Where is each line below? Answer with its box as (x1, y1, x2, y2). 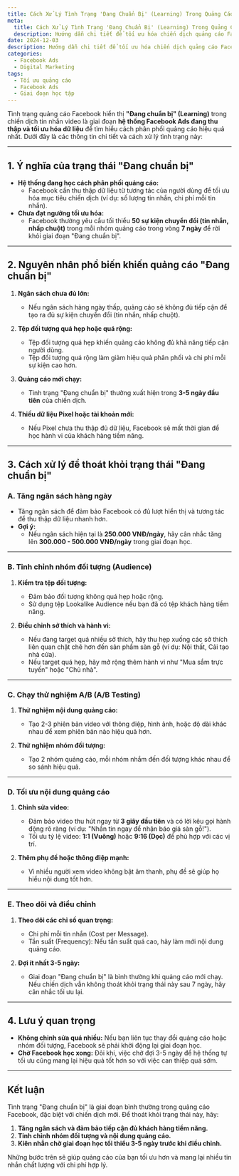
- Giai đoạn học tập (14, 90, 75, 97)
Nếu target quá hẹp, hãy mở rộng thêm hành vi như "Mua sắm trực (28, 658, 223, 666)
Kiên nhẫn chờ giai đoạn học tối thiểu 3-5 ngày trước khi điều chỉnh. (17, 1139, 223, 1148)
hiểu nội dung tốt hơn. (28, 875, 93, 884)
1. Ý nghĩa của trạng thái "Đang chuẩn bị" (7, 160, 194, 172)
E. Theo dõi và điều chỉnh (7, 899, 96, 909)
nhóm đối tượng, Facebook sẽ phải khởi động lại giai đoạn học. (17, 1041, 202, 1050)
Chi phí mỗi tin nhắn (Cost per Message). (28, 929, 149, 938)
